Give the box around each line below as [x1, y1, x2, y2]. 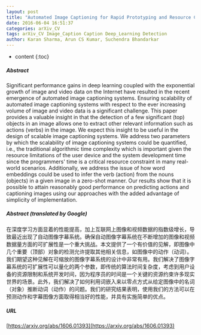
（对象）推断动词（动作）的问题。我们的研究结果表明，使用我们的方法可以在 [6, 285, 195, 293]
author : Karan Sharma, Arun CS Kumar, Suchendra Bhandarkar [6, 36, 160, 42]
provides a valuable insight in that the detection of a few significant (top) [6, 113, 185, 120]
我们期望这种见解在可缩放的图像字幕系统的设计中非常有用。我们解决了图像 [6, 255, 190, 263]
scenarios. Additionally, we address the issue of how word [21, 164, 166, 171]
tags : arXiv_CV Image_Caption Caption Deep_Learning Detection [6, 31, 167, 37]
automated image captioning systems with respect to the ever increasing [6, 100, 186, 108]
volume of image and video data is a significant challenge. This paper [6, 107, 178, 114]
